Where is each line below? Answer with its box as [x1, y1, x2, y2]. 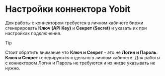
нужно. [5, 65, 20, 71]
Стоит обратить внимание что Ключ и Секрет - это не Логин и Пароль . [5, 49, 158, 55]
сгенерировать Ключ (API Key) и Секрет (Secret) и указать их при [5, 25, 147, 31]
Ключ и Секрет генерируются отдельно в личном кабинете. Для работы [5, 54, 161, 60]
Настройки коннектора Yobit [5, 3, 131, 15]
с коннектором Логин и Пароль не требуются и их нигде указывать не [5, 60, 156, 66]
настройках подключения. [5, 30, 62, 36]
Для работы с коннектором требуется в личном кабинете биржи [5, 20, 144, 26]
